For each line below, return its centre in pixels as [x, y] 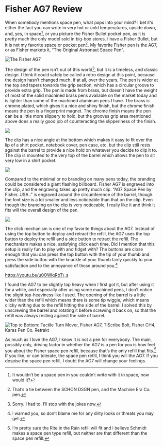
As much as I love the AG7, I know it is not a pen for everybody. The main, [78, 339]
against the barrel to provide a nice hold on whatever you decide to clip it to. [81, 150]
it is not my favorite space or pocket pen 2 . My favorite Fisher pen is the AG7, [81, 44]
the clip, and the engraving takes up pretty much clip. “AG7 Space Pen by [78, 189]
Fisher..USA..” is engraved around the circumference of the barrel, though [79, 194]
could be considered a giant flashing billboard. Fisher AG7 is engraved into [80, 184]
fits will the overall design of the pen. [42, 210]
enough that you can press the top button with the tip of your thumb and [77, 254]
